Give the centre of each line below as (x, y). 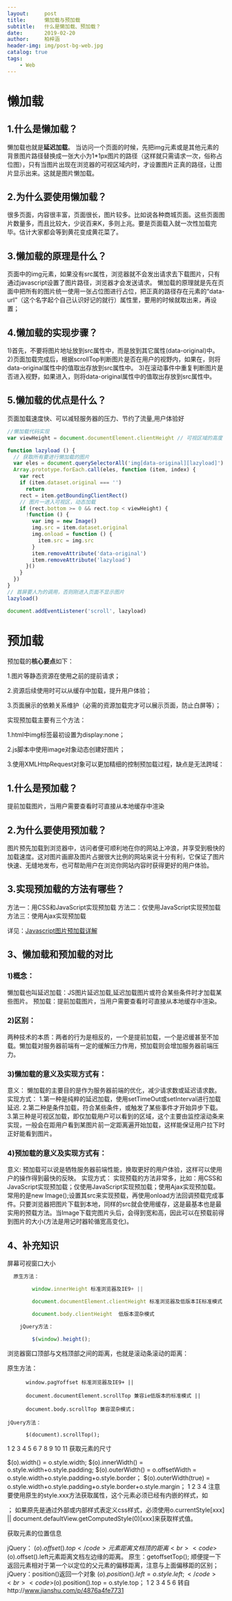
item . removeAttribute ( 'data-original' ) (89, 553)
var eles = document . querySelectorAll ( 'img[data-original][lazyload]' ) (119, 463)
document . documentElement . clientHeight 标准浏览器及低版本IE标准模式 (127, 1302)
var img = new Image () (65, 521)
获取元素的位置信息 (35, 1533)
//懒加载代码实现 (28, 431)
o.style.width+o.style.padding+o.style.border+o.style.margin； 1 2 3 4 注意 (114, 1486)
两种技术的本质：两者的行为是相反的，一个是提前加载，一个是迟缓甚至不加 (113, 1037)
